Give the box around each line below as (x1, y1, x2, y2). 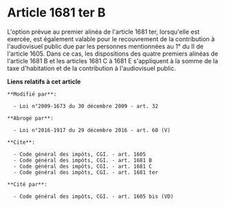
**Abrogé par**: (7, 115, 54, 122)
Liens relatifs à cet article (7, 77, 81, 85)
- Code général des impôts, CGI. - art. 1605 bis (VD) (13, 193, 174, 200)
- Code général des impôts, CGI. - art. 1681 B (13, 157, 153, 164)
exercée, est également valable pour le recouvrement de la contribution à (7, 34, 215, 43)
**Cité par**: (7, 181, 48, 188)
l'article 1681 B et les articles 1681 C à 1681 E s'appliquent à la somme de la (7, 56, 219, 65)
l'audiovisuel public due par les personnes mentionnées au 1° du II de (7, 42, 204, 50)
